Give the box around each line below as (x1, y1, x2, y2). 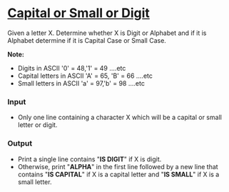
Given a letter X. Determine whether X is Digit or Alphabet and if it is (7, 29, 207, 37)
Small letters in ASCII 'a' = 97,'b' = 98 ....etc (17, 79, 145, 87)
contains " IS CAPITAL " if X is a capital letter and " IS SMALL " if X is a (17, 170, 220, 178)
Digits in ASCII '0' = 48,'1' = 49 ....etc (17, 64, 126, 72)
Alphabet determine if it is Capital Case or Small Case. (7, 36, 166, 44)
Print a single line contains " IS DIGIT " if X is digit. (17, 155, 162, 163)
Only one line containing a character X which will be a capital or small (17, 113, 223, 122)
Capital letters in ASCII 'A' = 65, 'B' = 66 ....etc (17, 71, 153, 80)
